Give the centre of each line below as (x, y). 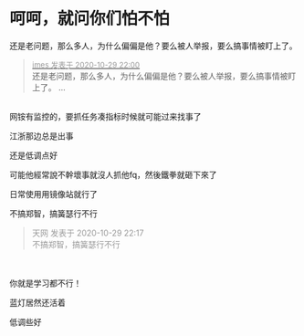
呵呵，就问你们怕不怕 (90, 19)
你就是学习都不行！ (46, 283)
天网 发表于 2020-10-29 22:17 (88, 233)
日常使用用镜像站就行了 (53, 194)
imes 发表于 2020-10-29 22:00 (86, 64)
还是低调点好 (33, 155)
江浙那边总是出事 (42, 136)
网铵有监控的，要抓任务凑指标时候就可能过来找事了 (105, 116)
